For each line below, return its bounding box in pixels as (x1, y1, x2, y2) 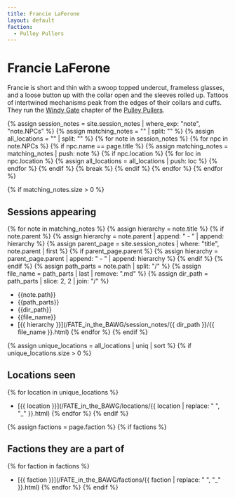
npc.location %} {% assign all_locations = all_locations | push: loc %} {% (7, 157, 218, 165)
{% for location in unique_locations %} (7, 388, 119, 396)
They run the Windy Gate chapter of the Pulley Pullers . (7, 106, 165, 115)
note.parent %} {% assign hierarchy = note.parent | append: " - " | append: (7, 232, 224, 240)
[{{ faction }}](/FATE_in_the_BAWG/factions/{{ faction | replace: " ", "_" (17, 475, 221, 484)
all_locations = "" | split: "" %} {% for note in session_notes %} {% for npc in (7, 134, 228, 143)
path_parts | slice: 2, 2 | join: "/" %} (7, 277, 109, 285)
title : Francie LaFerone (7, 10, 80, 18)
